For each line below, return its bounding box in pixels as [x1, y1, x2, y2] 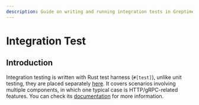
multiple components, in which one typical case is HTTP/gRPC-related [6, 86, 178, 93]
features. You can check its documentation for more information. [6, 93, 164, 100]
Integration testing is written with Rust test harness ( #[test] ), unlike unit [6, 74, 182, 81]
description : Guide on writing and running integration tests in [6, 8, 171, 15]
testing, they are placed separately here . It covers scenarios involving [6, 79, 176, 87]
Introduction [6, 58, 53, 68]
